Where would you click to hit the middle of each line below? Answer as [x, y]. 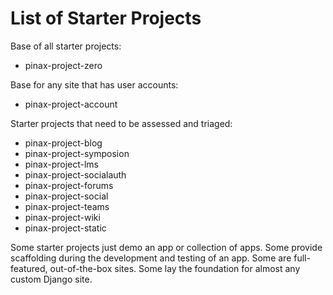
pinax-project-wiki [62, 217]
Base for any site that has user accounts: [94, 84]
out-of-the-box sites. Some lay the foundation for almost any [175, 268]
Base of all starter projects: [66, 46]
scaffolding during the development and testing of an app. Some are [151, 258]
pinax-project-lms [62, 164]
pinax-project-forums [69, 185]
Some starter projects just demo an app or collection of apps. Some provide [166, 247]
